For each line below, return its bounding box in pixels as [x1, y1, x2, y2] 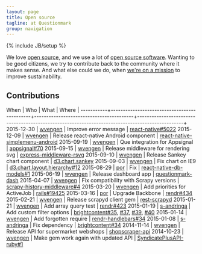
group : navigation [6, 25, 52, 32]
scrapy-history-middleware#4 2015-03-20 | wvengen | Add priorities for [6, 183, 186, 190]
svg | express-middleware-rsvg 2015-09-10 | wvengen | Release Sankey [6, 151, 186, 158]
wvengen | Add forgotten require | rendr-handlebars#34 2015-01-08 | [6, 215, 179, 223]
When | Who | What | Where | [6, 107, 80, 114]
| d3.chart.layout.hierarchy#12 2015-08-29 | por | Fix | [6, 164, 140, 172]
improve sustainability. [6, 73, 62, 80]
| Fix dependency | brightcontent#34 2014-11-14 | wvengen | [30, 221, 180, 229]
